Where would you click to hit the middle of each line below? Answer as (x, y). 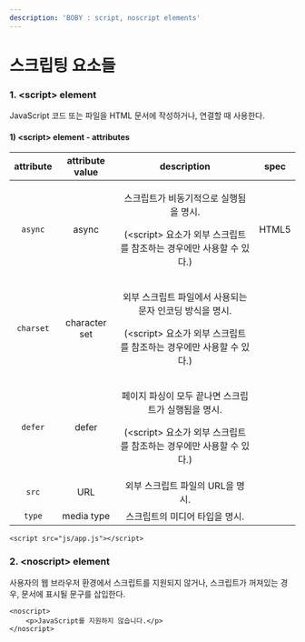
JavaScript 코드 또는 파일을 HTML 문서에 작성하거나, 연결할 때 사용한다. (137, 115)
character (86, 323)
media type (86, 517)
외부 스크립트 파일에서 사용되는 (185, 297)
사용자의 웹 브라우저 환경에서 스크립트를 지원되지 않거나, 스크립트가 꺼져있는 (144, 582)
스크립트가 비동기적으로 (172, 198)
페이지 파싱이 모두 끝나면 (171, 396)
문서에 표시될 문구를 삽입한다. (74, 594)
